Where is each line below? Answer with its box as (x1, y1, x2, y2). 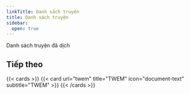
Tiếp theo (6, 59, 43, 69)
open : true (11, 25, 39, 32)
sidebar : (6, 20, 28, 26)
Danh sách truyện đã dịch (6, 42, 71, 49)
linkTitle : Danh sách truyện (6, 8, 80, 15)
